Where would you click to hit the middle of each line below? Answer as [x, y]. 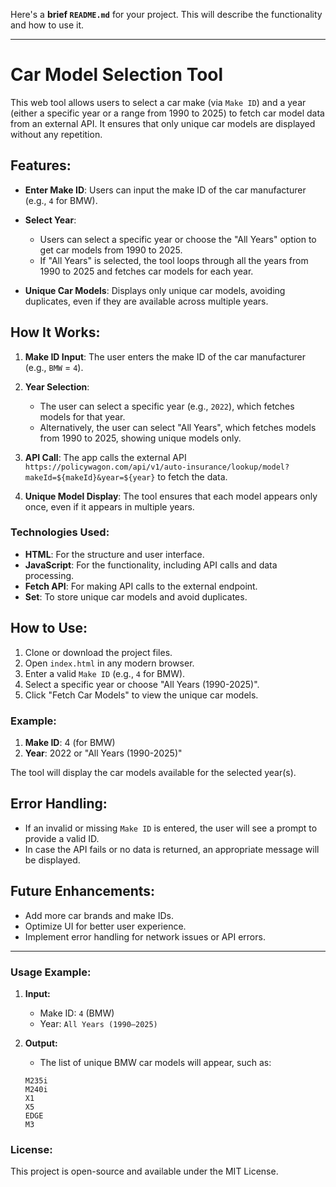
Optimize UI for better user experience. [105, 926]
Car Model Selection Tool [117, 75]
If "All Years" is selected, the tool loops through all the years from [174, 260]
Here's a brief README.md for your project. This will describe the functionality [166, 14]
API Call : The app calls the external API [105, 457]
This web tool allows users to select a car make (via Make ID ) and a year [158, 102]
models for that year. [82, 416]
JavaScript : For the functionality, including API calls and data [151, 565]
